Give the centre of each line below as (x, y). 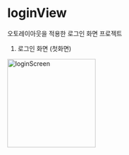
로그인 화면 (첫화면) (44, 48)
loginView (37, 13)
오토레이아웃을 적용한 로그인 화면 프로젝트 (65, 33)
